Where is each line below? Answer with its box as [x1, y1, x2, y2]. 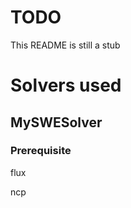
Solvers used [10, 74, 122, 97]
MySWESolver [10, 114, 103, 131]
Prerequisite [10, 144, 72, 158]
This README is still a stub [10, 39, 121, 51]
